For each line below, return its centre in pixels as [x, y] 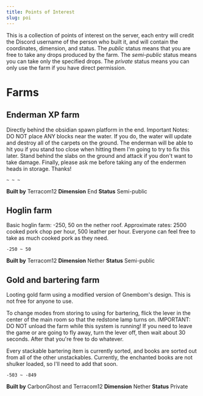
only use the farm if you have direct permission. [66, 67]
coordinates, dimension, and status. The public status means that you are [98, 48]
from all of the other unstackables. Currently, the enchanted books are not [100, 357]
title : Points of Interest [41, 12]
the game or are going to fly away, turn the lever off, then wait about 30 [96, 333]
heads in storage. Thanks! [39, 168]
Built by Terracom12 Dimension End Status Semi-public [77, 191]
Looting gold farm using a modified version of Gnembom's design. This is [98, 295]
